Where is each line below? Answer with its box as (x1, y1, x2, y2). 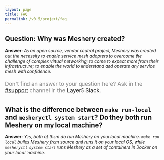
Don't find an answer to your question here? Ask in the (5, 80, 143, 88)
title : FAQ (5, 12, 27, 17)
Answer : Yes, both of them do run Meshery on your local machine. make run (5, 134, 160, 139)
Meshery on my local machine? (5, 121, 103, 129)
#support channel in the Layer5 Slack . (5, 87, 102, 94)
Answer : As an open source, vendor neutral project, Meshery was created (5, 48, 156, 54)
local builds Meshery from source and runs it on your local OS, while (5, 139, 145, 145)
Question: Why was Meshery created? (5, 34, 125, 43)
